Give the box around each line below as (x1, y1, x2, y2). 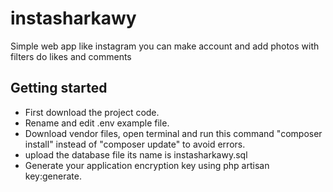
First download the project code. (24, 106, 160, 118)
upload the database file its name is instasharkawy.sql (24, 148, 248, 161)
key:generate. (24, 170, 82, 182)
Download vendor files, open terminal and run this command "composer (24, 127, 323, 139)
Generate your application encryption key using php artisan (24, 159, 270, 171)
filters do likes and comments (10, 50, 132, 62)
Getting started (10, 80, 108, 97)
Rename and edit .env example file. (24, 117, 170, 129)
